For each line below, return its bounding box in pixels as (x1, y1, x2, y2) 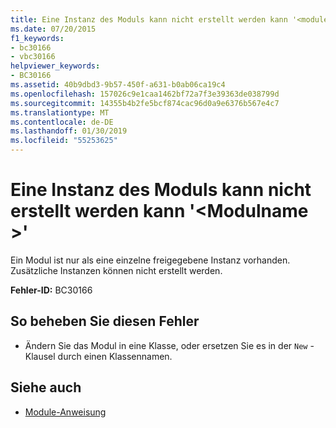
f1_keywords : (10, 33, 65, 43)
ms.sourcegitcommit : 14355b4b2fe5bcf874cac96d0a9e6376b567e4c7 (10, 98, 280, 108)
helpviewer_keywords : (10, 61, 101, 71)
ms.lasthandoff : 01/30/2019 (10, 126, 128, 136)
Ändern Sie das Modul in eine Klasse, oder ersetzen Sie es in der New (24, 339, 308, 351)
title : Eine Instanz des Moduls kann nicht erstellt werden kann (10, 14, 288, 25)
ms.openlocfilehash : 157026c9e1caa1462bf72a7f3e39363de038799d (10, 89, 280, 99)
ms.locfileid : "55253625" (10, 136, 118, 146)
